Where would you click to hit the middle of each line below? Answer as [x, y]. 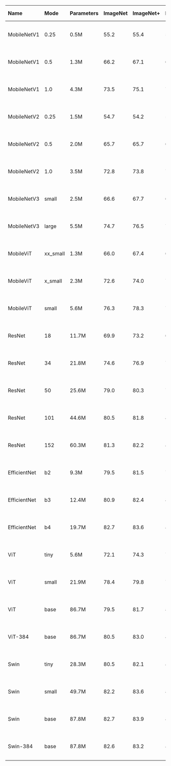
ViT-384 [18, 637]
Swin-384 [20, 746]
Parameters [84, 13]
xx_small [54, 253]
